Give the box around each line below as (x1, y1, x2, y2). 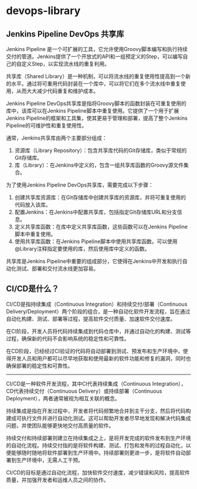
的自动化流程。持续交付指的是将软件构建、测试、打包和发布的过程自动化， (6, 441, 186, 448)
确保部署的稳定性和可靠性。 (6, 362, 73, 369)
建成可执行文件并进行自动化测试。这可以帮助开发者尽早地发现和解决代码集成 (6, 414, 191, 421)
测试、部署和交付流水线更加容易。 (16, 265, 98, 272)
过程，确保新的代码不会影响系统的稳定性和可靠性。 (6, 335, 130, 342)
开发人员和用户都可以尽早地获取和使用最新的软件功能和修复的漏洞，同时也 (11, 355, 191, 362)
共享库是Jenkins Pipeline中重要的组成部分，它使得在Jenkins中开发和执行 (6, 258, 183, 265)
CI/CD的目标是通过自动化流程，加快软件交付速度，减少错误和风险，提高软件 (6, 468, 191, 476)
